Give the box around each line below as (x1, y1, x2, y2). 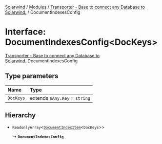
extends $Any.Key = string (30, 94, 91, 101)
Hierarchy (5, 111, 36, 120)
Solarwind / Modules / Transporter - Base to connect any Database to (5, 4, 145, 10)
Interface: (5, 26, 46, 37)
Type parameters (5, 72, 59, 80)
